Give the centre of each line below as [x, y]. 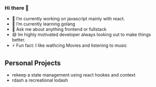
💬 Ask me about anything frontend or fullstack [59, 29]
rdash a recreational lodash [40, 80]
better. [19, 40]
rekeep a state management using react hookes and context [74, 75]
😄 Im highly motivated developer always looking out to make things [81, 35]
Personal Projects [33, 63]
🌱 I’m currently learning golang [43, 24]
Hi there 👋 [17, 8]
